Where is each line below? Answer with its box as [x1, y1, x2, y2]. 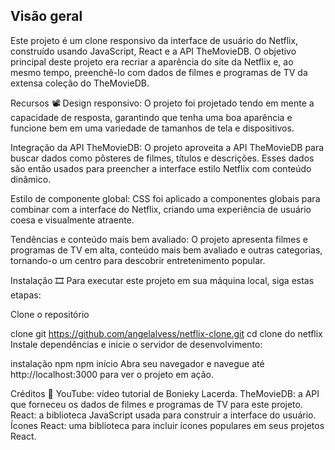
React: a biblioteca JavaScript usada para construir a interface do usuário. [10, 409, 317, 421]
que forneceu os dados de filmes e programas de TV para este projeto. [10, 398, 303, 410]
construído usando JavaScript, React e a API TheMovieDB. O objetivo [10, 45, 297, 57]
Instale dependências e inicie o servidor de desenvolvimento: [10, 338, 263, 350]
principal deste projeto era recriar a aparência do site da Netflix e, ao [10, 55, 294, 68]
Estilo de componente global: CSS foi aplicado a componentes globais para [10, 192, 321, 204]
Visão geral [10, 8, 83, 25]
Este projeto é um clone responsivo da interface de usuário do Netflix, [10, 34, 299, 46]
